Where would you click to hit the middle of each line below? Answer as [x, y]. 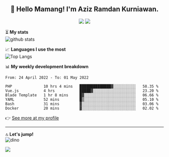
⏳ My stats [17, 32]
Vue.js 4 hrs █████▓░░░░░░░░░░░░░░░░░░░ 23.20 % [82, 91]
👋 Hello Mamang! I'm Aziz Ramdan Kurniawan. [84, 9]
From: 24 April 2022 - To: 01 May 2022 [47, 77]
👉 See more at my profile [32, 118]
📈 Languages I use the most [36, 49]
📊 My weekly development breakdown [47, 66]
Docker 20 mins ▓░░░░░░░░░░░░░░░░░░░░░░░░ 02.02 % [82, 108]
